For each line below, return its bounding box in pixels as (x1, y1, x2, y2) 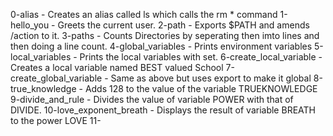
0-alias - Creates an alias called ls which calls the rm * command (10, 9, 278, 20)
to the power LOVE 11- (10, 115, 102, 126)
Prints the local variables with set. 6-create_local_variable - (79, 51, 323, 63)
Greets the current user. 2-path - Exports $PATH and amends (57, 19, 310, 31)
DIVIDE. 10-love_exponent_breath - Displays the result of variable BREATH (10, 104, 316, 116)
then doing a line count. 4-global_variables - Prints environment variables (10, 40, 313, 52)
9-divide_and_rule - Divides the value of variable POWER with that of (10, 94, 294, 105)
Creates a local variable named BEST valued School (10, 62, 224, 73)
